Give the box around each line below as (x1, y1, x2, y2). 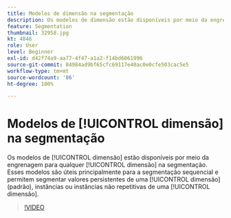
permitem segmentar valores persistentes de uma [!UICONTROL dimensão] (7, 175, 221, 184)
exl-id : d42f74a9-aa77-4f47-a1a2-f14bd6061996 (7, 55, 143, 62)
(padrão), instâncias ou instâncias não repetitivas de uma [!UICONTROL (7, 183, 210, 191)
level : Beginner (7, 49, 54, 56)
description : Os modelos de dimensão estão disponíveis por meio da (7, 17, 208, 23)
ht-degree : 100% (7, 80, 54, 87)
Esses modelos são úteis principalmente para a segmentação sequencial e (7, 168, 219, 176)
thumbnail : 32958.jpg (7, 29, 69, 36)
